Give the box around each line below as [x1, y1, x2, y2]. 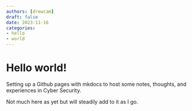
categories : [6, 25, 35, 31]
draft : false [6, 14, 38, 20]
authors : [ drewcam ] [6, 8, 54, 15]
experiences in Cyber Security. [6, 86, 82, 94]
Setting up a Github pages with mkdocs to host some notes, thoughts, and [6, 80, 187, 88]
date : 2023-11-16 [6, 19, 49, 25]
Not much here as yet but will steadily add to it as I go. [6, 98, 138, 105]
